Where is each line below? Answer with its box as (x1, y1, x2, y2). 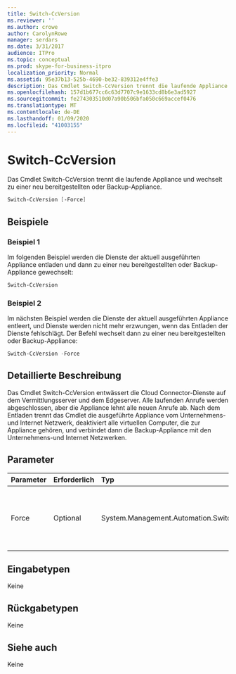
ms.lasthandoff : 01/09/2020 (7, 115, 90, 122)
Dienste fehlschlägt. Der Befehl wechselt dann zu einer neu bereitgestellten (7, 329, 226, 338)
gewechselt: (37, 268, 74, 276)
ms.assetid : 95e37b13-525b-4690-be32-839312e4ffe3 (7, 75, 159, 83)
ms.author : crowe (7, 23, 58, 30)
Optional (53, 513, 81, 523)
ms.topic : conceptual (7, 56, 71, 63)
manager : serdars (7, 37, 58, 44)
